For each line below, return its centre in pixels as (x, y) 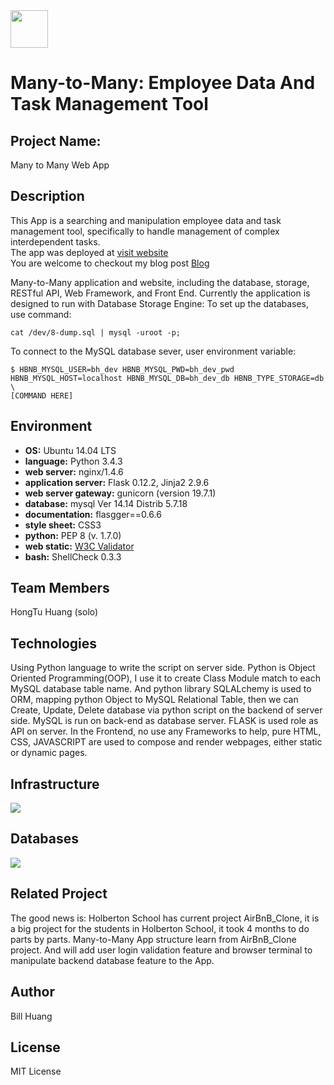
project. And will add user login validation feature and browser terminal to (161, 950)
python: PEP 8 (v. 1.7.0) (73, 535)
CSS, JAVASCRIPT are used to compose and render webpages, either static (166, 742)
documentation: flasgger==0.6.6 (93, 514)
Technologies (54, 643)
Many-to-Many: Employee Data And (163, 83)
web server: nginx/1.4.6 (74, 471)
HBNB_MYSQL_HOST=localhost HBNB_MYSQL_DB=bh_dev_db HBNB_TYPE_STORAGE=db (167, 378)
